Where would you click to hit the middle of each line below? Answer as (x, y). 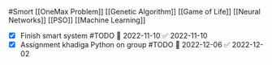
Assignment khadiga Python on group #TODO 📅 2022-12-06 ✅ (125, 45)
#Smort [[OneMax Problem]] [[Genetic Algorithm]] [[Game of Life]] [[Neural (135, 12)
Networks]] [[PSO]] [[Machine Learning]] (77, 20)
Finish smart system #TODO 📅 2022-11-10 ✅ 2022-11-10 (114, 36)
